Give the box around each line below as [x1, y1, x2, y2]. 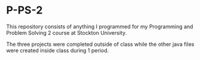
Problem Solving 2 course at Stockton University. [6, 29, 127, 36]
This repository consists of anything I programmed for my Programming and [6, 23, 193, 30]
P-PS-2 [6, 4, 43, 17]
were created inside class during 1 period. [6, 46, 109, 54]
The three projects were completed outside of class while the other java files [6, 41, 195, 48]
